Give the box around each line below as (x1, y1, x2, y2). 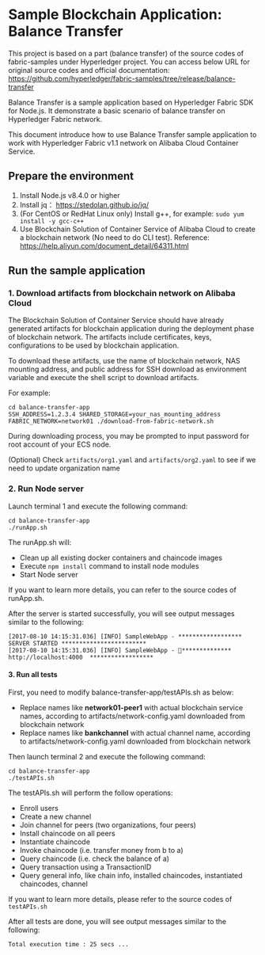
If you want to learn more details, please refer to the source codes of (8, 894, 233, 904)
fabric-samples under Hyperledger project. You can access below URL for (8, 57, 251, 67)
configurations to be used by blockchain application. (8, 341, 180, 350)
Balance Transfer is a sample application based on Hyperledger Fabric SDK (8, 97, 254, 107)
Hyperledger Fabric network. (8, 114, 103, 124)
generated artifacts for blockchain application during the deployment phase (8, 324, 255, 333)
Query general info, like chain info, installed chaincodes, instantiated (19, 870, 243, 880)
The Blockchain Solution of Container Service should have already (8, 315, 224, 325)
